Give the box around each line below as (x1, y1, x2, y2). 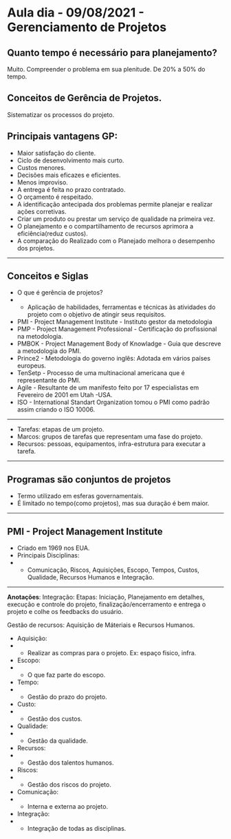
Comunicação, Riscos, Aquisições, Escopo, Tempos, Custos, (27, 566, 199, 574)
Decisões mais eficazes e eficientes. (16, 171, 121, 179)
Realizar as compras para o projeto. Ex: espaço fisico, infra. (27, 649, 197, 657)
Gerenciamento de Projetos (7, 19, 167, 35)
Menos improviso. (16, 178, 69, 187)
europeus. (16, 361, 47, 370)
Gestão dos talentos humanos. (27, 758, 114, 767)
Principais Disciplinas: (16, 551, 80, 560)
